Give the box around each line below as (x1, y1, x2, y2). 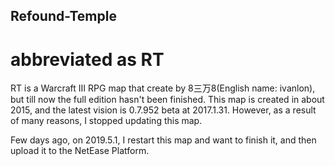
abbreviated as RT (10, 48, 165, 71)
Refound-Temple (10, 8, 117, 25)
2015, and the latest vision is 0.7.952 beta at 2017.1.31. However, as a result (10, 104, 317, 116)
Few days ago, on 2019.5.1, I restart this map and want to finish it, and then (10, 134, 317, 146)
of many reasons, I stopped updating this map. (10, 115, 203, 127)
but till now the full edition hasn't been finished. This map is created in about (10, 94, 325, 106)
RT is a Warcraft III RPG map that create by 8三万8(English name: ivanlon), (10, 82, 316, 94)
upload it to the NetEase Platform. (10, 145, 150, 157)
